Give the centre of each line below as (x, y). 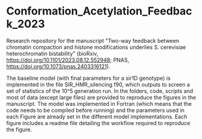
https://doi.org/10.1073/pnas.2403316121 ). (58, 66)
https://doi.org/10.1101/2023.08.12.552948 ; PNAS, (68, 60)
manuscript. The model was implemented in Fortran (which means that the (99, 103)
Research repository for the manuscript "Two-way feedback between (93, 40)
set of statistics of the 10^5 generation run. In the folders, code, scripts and (100, 91)
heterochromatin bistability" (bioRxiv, (52, 53)
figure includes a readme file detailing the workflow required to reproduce (98, 123)
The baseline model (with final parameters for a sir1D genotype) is (89, 78)
